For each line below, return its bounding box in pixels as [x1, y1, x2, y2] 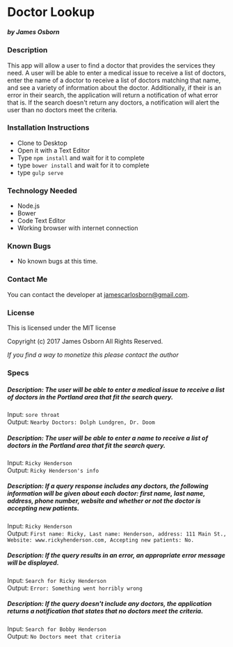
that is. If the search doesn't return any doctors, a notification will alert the [7, 98, 220, 107]
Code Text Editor [17, 217, 66, 225]
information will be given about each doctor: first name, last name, [7, 489, 205, 498]
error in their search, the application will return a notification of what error [7, 91, 218, 99]
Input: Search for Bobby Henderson [7, 625, 106, 633]
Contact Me [7, 275, 48, 284]
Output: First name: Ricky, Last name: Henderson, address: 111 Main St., [7, 529, 227, 538]
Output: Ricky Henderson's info [7, 466, 99, 474]
